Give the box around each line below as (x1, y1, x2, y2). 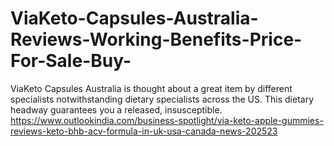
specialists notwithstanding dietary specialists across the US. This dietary (10, 93, 315, 105)
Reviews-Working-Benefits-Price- (10, 28, 303, 51)
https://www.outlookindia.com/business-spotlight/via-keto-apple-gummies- (10, 114, 324, 126)
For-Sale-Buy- (10, 50, 132, 72)
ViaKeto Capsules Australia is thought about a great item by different (10, 82, 293, 94)
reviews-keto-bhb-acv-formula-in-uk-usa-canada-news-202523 (10, 125, 278, 137)
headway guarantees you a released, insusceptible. (10, 103, 223, 116)
